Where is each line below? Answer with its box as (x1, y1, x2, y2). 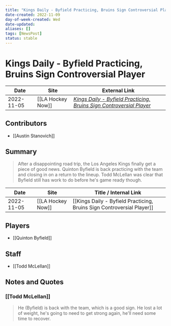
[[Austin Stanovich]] (12, 133, 55, 139)
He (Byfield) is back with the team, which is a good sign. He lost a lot (17, 305, 162, 311)
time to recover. (17, 315, 51, 321)
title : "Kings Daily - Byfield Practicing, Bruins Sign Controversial (5, 7, 158, 13)
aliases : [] (5, 26, 31, 32)
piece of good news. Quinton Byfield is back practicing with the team (17, 166, 163, 172)
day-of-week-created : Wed (5, 17, 60, 22)
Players (5, 221, 30, 230)
